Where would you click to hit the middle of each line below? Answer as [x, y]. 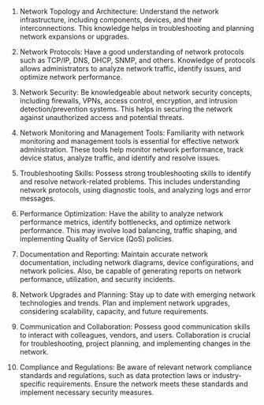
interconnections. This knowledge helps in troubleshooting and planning [137, 28]
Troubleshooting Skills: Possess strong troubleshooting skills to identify [135, 173]
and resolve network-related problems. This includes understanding [130, 182]
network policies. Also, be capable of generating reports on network [130, 271]
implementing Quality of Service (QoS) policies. [97, 239]
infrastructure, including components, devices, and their [111, 20]
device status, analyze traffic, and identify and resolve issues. [120, 158]
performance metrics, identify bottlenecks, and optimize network [125, 222]
